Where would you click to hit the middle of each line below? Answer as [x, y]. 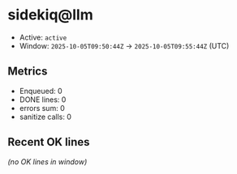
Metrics [28, 72]
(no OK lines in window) [47, 161]
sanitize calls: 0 [45, 117]
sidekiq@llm [51, 15]
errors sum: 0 [42, 108]
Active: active [43, 37]
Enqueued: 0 [41, 91]
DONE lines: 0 [43, 100]
